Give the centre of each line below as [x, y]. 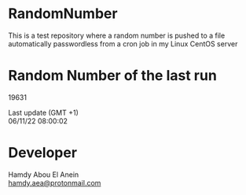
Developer [42, 153]
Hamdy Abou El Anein [44, 175]
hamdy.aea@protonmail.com [55, 182]
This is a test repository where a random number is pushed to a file [117, 35]
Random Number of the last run [113, 76]
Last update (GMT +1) [43, 112]
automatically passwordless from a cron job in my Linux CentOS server [123, 43]
